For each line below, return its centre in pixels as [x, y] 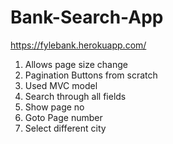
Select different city [65, 128]
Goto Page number [63, 117]
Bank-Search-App [87, 17]
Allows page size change [76, 64]
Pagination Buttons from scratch [91, 75]
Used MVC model [61, 85]
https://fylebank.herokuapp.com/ [78, 45]
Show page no [54, 107]
